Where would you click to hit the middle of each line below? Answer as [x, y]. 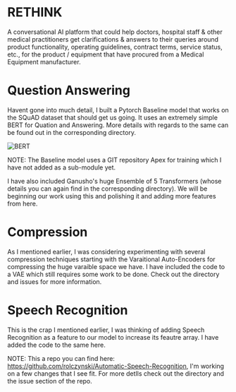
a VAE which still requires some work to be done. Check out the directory [113, 274]
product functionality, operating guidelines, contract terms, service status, [115, 47]
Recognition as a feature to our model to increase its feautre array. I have [113, 337]
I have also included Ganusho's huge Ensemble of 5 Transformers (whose [114, 181]
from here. [23, 203]
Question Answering [69, 91]
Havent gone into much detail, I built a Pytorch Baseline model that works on [118, 109]
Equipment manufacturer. [44, 61]
